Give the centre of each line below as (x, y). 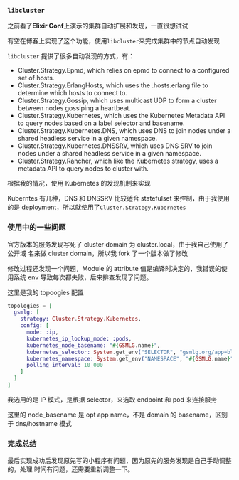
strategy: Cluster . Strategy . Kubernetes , (81, 319)
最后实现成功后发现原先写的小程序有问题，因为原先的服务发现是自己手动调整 (119, 461)
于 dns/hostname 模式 (40, 423)
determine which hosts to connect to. (73, 93)
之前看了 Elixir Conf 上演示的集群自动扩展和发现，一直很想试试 (98, 26)
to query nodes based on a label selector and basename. (101, 123)
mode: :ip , (42, 332)
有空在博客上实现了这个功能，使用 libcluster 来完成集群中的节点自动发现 (114, 41)
